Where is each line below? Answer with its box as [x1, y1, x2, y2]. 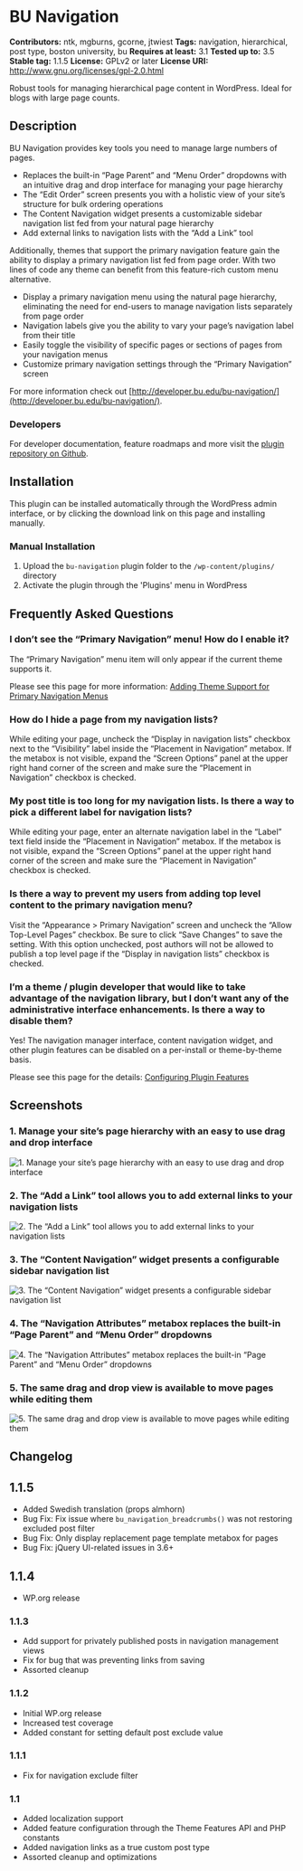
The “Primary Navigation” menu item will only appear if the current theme [9, 653, 283, 664]
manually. [9, 518, 45, 528]
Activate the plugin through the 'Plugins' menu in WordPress [22, 580, 248, 591]
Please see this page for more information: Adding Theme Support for [9, 680, 270, 691]
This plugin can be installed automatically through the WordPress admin [9, 498, 278, 508]
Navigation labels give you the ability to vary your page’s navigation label [22, 319, 294, 331]
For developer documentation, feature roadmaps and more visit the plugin [9, 439, 285, 450]
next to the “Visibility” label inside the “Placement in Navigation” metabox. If [9, 744, 292, 755]
